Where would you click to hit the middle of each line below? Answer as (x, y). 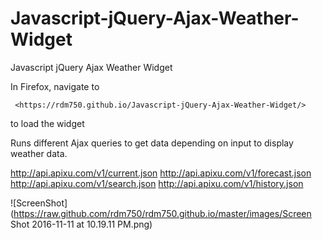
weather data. (39, 153)
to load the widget (47, 123)
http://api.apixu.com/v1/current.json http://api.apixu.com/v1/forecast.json (161, 173)
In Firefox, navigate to (55, 86)
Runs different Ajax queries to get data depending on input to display (152, 143)
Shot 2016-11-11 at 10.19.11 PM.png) (81, 224)
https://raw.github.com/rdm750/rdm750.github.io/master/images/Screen (162, 213)
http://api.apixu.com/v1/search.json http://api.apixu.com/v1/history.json (157, 183)
